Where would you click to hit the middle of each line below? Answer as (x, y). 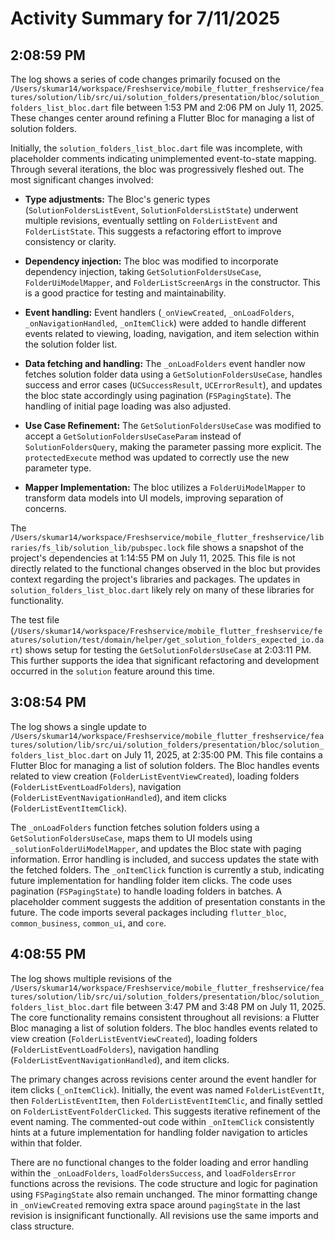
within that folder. (46, 1143)
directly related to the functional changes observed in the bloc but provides (165, 568)
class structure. (42, 1226)
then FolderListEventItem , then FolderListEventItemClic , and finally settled (166, 1100)
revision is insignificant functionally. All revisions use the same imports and (164, 1215)
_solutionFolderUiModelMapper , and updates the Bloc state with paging (156, 848)
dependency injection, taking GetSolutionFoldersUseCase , (143, 271)
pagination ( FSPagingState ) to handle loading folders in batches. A (146, 891)
